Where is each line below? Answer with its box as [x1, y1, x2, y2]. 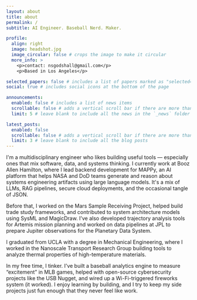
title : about [6, 14, 38, 20]
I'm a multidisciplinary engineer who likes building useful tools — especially [6, 154, 189, 161]
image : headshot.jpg [11, 46, 62, 53]
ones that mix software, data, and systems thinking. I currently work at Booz [6, 160, 190, 167]
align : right [11, 41, 43, 47]
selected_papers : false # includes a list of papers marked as [6, 78, 164, 85]
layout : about [6, 8, 41, 15]
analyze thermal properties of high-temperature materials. [6, 251, 147, 258]
